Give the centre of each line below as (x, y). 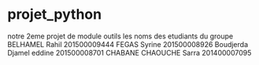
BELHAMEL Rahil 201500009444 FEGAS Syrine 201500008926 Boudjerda (128, 44)
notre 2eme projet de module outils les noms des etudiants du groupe (120, 36)
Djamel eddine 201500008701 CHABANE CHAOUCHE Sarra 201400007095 (129, 52)
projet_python (55, 14)
